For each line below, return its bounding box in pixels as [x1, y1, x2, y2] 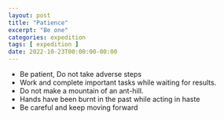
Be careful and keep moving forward [19, 103, 138, 112]
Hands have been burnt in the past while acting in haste [19, 95, 200, 104]
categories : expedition [8, 33, 86, 42]
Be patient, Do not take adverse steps [19, 70, 142, 78]
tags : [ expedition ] [8, 41, 79, 49]
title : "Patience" [8, 19, 68, 27]
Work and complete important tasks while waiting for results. [19, 78, 217, 87]
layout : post [8, 11, 51, 20]
